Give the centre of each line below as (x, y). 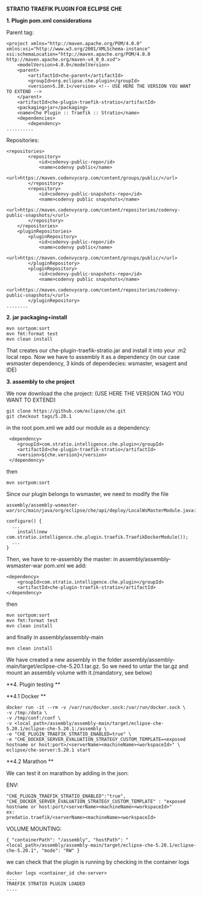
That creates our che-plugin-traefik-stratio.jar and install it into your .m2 (96, 350)
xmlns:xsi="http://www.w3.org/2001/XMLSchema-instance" (78, 49)
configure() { (24, 521)
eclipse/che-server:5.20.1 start (49, 750)
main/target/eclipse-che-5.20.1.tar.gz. (53, 666)
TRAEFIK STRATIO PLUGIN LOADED (46, 884)
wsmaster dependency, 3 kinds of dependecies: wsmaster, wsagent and (97, 363)
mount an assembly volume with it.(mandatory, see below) (79, 672)
